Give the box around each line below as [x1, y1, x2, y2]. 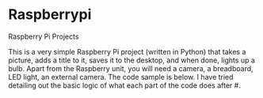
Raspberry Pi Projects [8, 32, 79, 41]
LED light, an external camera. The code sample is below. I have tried [8, 72, 234, 81]
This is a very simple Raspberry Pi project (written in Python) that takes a [8, 47, 246, 56]
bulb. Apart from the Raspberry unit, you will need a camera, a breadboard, [8, 63, 253, 73]
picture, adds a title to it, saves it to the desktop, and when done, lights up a [8, 55, 256, 65]
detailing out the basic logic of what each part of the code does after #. [8, 81, 242, 90]
